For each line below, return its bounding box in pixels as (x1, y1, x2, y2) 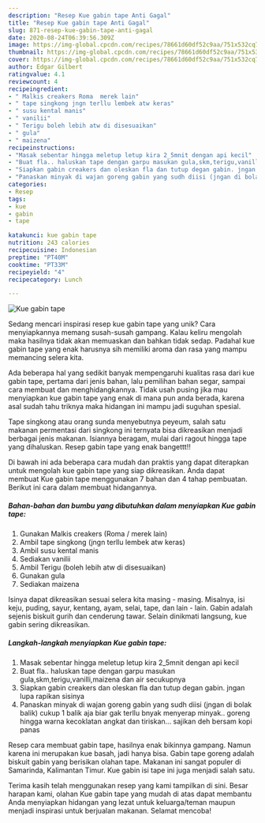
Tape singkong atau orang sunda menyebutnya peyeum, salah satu (8, 417, 226, 427)
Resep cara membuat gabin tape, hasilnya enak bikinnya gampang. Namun (8, 740, 252, 750)
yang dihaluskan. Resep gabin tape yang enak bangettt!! (8, 442, 191, 452)
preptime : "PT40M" (8, 254, 69, 261)
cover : (8, 56, 30, 64)
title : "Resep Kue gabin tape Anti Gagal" (8, 19, 150, 27)
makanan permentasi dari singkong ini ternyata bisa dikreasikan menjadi (8, 426, 243, 435)
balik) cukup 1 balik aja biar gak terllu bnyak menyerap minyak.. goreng (19, 708, 251, 718)
